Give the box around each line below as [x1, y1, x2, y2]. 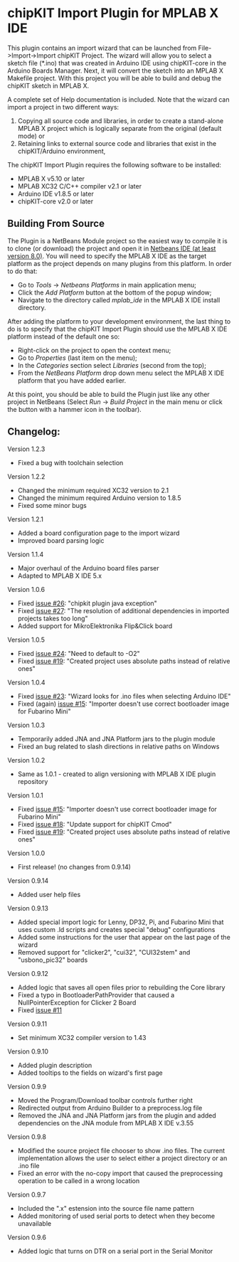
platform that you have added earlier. [17, 376, 127, 385]
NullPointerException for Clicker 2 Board [17, 998, 137, 1007]
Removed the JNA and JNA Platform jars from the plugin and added [17, 1111, 217, 1120]
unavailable [17, 1219, 52, 1228]
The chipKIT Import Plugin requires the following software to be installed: [7, 160, 222, 169]
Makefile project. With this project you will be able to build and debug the [7, 73, 222, 83]
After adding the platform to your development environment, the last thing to [7, 317, 231, 325]
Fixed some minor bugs [17, 501, 87, 509]
